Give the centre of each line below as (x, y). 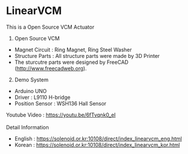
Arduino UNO (31, 91)
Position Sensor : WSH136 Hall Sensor (60, 103)
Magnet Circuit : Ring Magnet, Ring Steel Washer (73, 49)
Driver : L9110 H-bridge (42, 97)
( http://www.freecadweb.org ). (51, 68)
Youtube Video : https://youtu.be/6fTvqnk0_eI (61, 115)
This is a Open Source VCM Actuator (50, 27)
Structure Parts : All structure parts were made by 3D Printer (87, 56)
